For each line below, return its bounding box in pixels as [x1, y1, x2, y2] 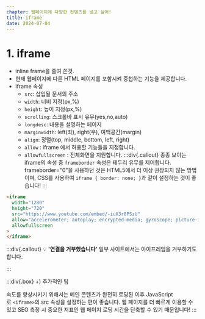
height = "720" [12, 206, 45, 212]
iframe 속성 [15, 83, 43, 90]
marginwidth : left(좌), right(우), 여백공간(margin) [24, 129, 142, 136]
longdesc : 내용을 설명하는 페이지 [24, 121, 102, 128]
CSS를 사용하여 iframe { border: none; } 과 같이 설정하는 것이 [37, 174, 190, 182]
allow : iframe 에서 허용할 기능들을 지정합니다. [24, 144, 135, 151]
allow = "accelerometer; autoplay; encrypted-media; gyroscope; [12, 217, 173, 223]
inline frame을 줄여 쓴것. [15, 68, 74, 75]
